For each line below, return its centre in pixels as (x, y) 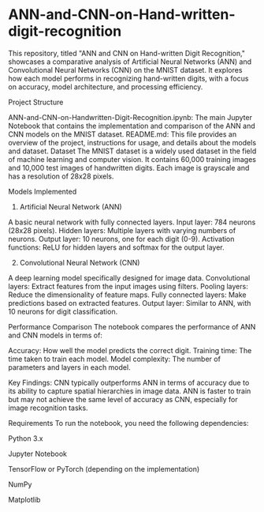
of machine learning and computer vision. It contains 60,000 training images (132, 159)
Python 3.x (26, 438)
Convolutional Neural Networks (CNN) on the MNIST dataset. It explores (125, 70)
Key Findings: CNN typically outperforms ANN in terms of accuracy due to (129, 382)
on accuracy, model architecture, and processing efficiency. (106, 87)
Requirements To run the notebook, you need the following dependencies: (128, 423)
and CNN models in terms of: (55, 335)
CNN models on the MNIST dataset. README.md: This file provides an (123, 134)
